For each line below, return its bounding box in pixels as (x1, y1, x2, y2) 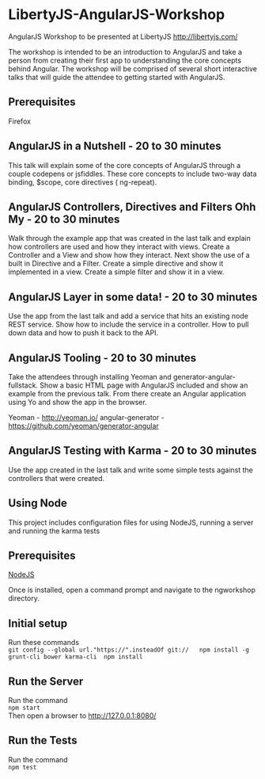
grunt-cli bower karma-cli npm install (8, 653, 144, 661)
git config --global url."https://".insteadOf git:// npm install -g (8, 646, 249, 655)
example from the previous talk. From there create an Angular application (8, 389, 247, 398)
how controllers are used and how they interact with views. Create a (8, 242, 230, 251)
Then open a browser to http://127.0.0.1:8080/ (8, 711, 157, 720)
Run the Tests (8, 734, 78, 747)
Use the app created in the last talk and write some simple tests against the (8, 465, 253, 475)
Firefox (8, 116, 32, 126)
